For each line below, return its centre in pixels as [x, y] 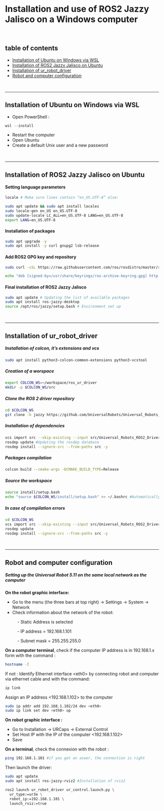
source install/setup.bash [32, 492]
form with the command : [31, 655]
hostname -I [17, 664]
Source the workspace [29, 480]
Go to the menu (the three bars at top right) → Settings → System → [80, 602]
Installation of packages [30, 231]
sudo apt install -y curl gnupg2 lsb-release [52, 246]
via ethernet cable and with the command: [48, 679]
